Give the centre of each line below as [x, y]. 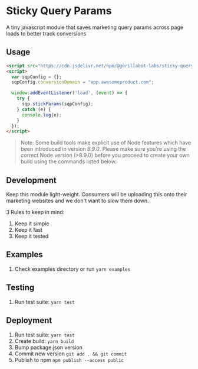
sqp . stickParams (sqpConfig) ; [57, 104]
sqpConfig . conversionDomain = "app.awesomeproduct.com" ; [83, 82]
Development [32, 180]
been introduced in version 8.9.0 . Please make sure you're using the [103, 149]
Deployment [29, 321]
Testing [20, 288]
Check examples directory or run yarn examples [72, 269]
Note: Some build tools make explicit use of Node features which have [106, 143]
